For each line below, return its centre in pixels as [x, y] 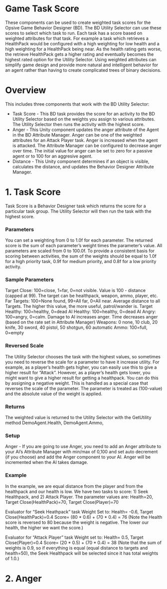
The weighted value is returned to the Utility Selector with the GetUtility [78, 417]
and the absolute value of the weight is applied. [54, 394]
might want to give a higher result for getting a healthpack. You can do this [82, 378]
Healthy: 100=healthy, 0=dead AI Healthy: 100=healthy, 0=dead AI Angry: [81, 311]
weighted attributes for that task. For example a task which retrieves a [77, 38]
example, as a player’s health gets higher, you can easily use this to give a [81, 367]
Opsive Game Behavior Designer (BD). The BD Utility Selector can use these [83, 27]
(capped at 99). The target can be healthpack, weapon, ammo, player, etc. [82, 296]
